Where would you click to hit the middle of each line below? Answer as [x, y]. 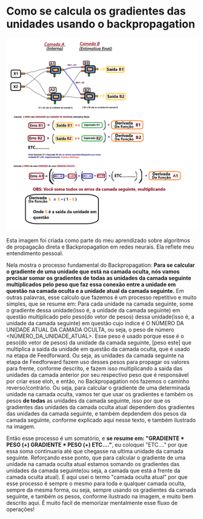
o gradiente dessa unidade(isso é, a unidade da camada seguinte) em [93, 311]
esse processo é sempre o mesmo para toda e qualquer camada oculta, [96, 484]
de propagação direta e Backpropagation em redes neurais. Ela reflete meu [100, 247]
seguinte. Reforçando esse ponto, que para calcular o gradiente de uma [96, 458]
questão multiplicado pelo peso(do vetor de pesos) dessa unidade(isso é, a [100, 317]
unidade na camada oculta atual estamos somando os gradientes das [93, 464]
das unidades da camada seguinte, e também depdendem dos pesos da [96, 414]
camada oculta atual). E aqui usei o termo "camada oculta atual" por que [97, 477]
